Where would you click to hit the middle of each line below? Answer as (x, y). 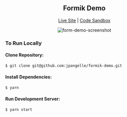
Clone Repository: (25, 55)
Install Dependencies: (28, 77)
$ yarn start (19, 110)
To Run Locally (23, 43)
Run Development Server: (33, 99)
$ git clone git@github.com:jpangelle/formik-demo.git (64, 66)
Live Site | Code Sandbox (84, 20)
